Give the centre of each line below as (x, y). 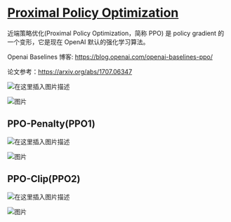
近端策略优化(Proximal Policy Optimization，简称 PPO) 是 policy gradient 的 (116, 33)
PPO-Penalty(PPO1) (52, 124)
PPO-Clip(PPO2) (44, 179)
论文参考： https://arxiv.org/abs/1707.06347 (70, 71)
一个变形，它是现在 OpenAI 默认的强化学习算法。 (78, 42)
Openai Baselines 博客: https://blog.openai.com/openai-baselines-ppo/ (110, 57)
